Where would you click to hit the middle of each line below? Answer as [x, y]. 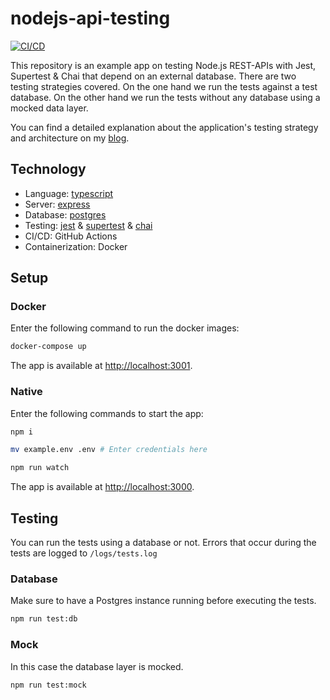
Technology [48, 169]
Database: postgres [65, 214]
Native [26, 392]
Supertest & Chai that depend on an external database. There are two [153, 76]
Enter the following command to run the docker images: [125, 328]
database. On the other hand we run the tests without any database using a [165, 97]
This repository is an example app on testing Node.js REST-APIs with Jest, [163, 65]
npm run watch [40, 468]
